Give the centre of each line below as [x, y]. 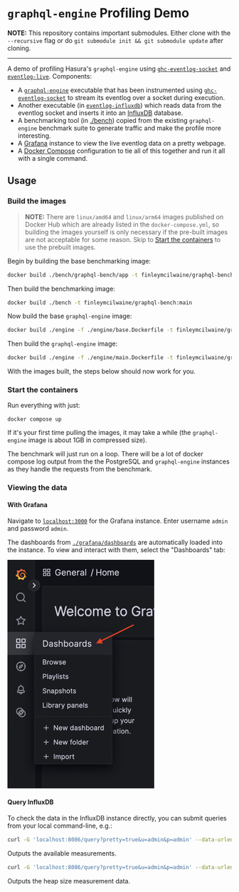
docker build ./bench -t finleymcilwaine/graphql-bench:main [100, 302]
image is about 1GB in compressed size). [87, 440]
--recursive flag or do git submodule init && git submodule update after [116, 40]
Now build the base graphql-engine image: [70, 316]
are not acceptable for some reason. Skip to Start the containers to [123, 239]
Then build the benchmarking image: [61, 289]
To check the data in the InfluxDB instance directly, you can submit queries [117, 818]
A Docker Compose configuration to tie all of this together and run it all [121, 151]
